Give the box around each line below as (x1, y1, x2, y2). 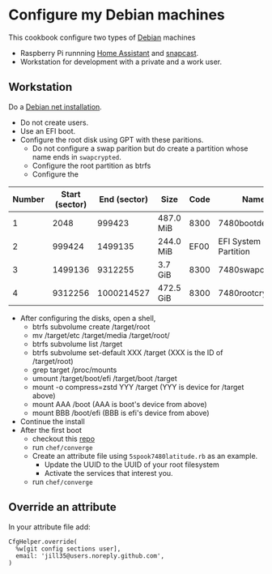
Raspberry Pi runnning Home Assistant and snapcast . (19, 48, 199, 58)
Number (12, 193, 45, 204)
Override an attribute (8, 500, 117, 514)
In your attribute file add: (8, 521, 91, 532)
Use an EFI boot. (19, 126, 76, 135)
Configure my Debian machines (8, 6, 225, 24)
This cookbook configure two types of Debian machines (8, 32, 196, 42)
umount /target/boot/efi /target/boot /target (32, 373, 177, 383)
